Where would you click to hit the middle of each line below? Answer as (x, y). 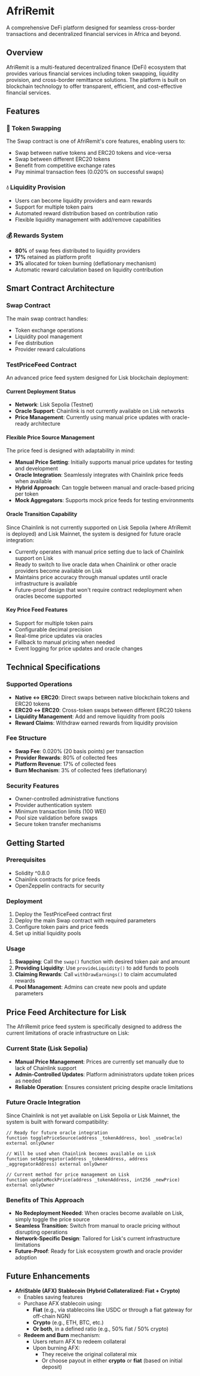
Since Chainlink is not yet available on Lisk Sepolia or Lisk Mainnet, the (93, 1115)
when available (33, 481)
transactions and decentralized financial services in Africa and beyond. (94, 33)
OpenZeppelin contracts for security (59, 885)
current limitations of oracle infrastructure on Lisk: (68, 1033)
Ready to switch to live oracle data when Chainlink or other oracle (96, 564)
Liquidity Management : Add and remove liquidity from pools (90, 716)
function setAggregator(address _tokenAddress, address (77, 1159)
